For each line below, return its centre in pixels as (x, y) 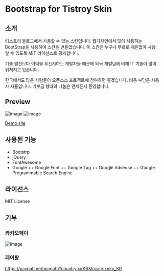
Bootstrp (21, 152)
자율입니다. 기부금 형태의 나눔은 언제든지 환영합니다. (60, 86)
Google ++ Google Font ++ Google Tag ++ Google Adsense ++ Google (83, 167)
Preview (18, 102)
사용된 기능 (21, 140)
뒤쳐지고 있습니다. (22, 70)
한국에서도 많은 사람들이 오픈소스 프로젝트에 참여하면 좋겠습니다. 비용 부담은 (78, 80)
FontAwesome (27, 162)
